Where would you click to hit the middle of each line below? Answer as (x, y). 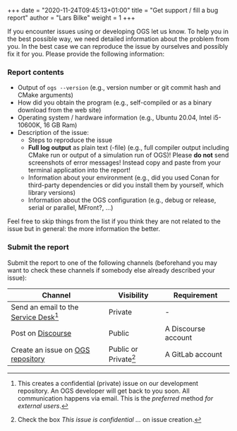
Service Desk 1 (35, 317)
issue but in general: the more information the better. (84, 229)
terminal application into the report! (79, 170)
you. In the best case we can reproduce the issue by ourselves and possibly (118, 46)
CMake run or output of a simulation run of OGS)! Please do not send (128, 155)
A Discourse (185, 329)
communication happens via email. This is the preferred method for (115, 398)
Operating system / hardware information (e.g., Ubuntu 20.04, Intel (114, 118)
